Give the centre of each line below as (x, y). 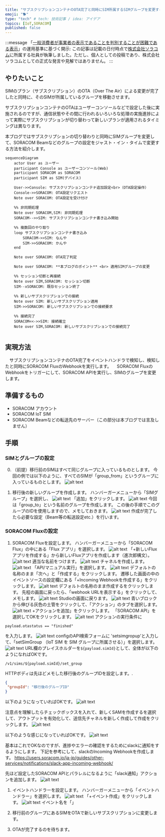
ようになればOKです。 (27, 654)
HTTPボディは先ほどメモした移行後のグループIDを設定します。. (69, 673)
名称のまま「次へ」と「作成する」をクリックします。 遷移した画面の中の (86, 574)
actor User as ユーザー (37, 163)
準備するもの (25, 396)
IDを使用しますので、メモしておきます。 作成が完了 (91, 511)
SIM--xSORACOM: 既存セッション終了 (47, 287)
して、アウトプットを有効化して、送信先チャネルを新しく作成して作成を (78, 718)
